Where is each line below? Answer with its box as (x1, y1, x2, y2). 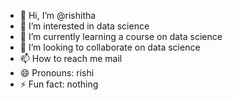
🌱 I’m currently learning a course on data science (19, 31, 223, 42)
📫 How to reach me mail (19, 53, 123, 64)
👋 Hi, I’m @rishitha (19, 10, 97, 21)
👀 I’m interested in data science (19, 20, 150, 32)
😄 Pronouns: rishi (19, 67, 95, 79)
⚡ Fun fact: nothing (19, 78, 99, 90)
